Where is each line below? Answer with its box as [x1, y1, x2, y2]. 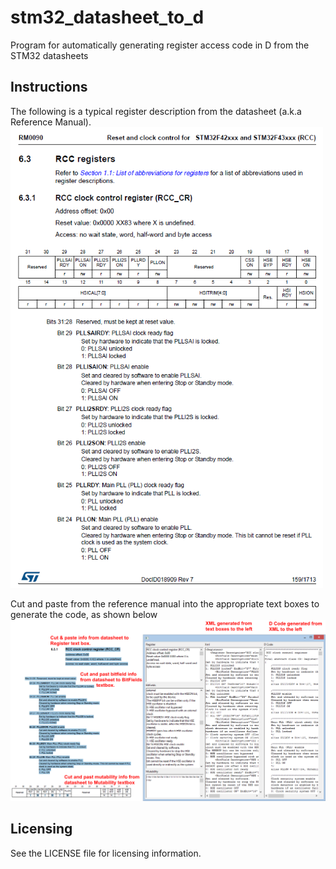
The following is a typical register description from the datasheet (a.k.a [10, 105, 302, 117]
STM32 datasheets [10, 49, 89, 61]
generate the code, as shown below [10, 608, 158, 620]
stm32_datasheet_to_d [10, 6, 205, 29]
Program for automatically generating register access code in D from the [10, 39, 310, 51]
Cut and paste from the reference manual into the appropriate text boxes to [10, 597, 320, 610]
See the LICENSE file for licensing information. [10, 847, 202, 859]
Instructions [10, 79, 88, 96]
